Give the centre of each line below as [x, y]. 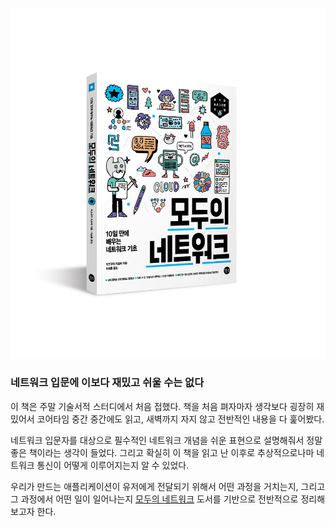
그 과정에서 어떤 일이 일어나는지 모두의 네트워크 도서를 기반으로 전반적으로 [154, 499]
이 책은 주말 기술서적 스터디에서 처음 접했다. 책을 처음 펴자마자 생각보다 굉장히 [162, 406]
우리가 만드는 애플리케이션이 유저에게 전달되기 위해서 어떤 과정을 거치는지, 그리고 [168, 486]
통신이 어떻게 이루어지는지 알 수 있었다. [113, 465]
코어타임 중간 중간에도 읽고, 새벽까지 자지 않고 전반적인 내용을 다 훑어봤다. [180, 419]
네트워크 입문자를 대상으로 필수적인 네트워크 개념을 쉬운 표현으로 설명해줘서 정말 [166, 440]
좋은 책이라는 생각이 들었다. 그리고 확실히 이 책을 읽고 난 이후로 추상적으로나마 [162, 452]
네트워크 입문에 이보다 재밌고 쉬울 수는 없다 [107, 383]
